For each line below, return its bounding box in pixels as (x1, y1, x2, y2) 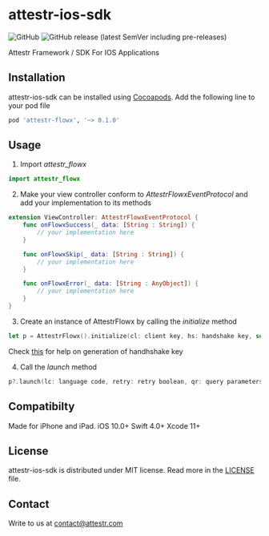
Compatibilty (8, 400, 75, 413)
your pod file (8, 100, 50, 110)
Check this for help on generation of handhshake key (8, 346, 183, 356)
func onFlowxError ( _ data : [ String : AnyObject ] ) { (22, 280, 199, 288)
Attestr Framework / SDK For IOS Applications (8, 47, 160, 57)
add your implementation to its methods (19, 198, 152, 208)
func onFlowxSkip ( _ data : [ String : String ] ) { (22, 250, 184, 258)
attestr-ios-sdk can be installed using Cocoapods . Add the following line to (8, 92, 255, 102)
